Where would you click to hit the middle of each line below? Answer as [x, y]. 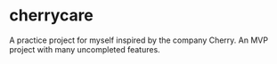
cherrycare [51, 16]
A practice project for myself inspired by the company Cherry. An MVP [139, 40]
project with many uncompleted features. [85, 49]
